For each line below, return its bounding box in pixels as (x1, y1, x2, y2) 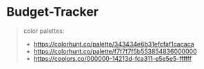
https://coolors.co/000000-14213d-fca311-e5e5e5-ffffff (33, 54, 192, 62)
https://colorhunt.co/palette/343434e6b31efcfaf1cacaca (33, 40, 194, 48)
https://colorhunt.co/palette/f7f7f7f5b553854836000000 (33, 47, 197, 55)
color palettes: (23, 27, 65, 35)
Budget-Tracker (6, 4, 99, 20)
